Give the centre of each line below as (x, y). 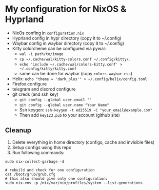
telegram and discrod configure (44, 89)
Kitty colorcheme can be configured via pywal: (59, 48)
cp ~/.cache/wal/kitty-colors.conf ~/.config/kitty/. (75, 59)
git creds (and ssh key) (35, 94)
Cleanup (18, 130)
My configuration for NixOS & (66, 9)
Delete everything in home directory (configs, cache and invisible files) (83, 142)
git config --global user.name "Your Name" (64, 105)
